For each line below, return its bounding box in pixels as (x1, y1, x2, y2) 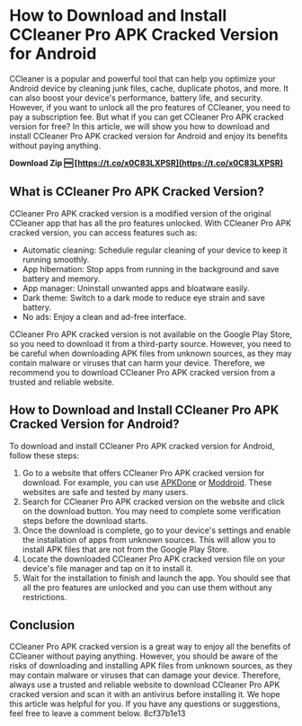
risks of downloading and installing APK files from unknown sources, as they (9, 660, 293, 671)
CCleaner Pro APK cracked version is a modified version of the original (9, 208, 271, 218)
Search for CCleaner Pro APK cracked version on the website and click (22, 496, 285, 507)
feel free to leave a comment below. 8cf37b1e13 (9, 708, 186, 719)
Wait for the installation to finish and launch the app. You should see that (22, 572, 291, 583)
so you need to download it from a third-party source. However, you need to (9, 338, 292, 349)
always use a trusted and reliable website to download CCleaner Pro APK (9, 679, 280, 690)
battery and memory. (22, 273, 101, 284)
